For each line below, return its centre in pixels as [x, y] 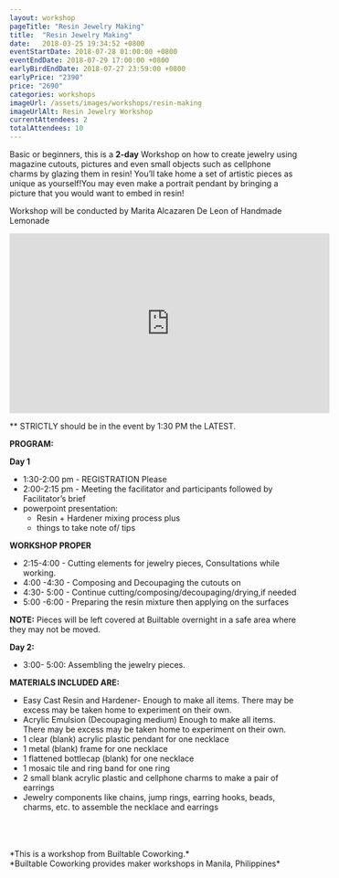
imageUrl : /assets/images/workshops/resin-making [106, 103]
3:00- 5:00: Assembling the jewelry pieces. [104, 665]
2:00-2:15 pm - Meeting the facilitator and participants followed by [148, 489]
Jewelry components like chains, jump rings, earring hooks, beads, [149, 797]
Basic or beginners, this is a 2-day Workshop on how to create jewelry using [154, 154]
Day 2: [22, 647]
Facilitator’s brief [54, 498]
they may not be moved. [55, 629]
